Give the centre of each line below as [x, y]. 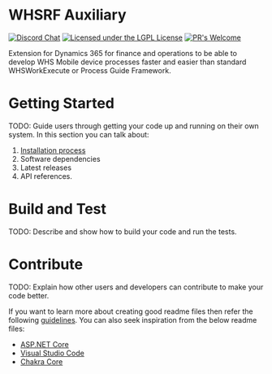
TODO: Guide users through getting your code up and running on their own [134, 126]
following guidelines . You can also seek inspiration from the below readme [133, 320]
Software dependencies [60, 159]
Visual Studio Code [52, 353]
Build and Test [58, 209]
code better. [29, 295]
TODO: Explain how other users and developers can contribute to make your [136, 287]
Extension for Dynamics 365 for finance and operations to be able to [123, 53]
